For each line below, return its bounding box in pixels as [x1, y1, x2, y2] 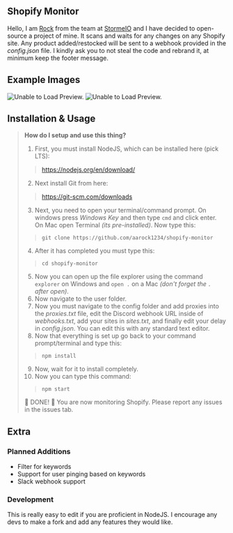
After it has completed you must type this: [34, 247, 155, 255]
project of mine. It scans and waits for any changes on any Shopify [33, 31, 225, 40]
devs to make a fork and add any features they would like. [7, 518, 173, 526]
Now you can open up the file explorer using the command [34, 272, 203, 281]
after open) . [34, 287, 70, 296]
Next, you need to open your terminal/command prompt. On [34, 206, 207, 215]
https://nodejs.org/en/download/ [41, 165, 136, 174]
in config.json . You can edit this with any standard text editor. [34, 324, 210, 333]
